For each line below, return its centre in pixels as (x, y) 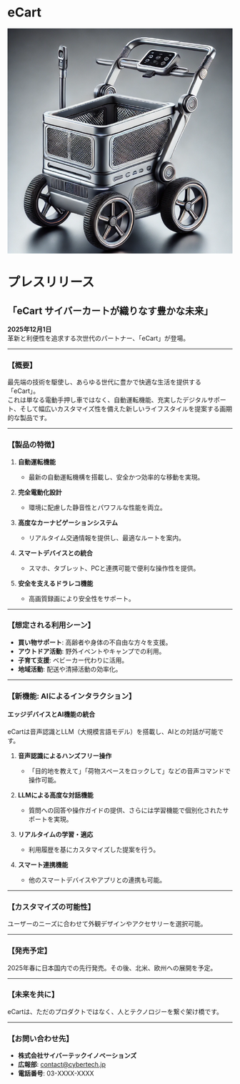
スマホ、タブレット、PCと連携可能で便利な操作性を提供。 (114, 568)
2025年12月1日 (30, 329)
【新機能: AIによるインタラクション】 (72, 696)
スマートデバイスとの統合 (55, 553)
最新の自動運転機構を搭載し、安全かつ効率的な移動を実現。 (116, 477)
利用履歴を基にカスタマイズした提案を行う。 (94, 849)
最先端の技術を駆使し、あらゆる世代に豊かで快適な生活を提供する (104, 382)
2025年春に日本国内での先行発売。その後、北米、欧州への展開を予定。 (112, 968)
